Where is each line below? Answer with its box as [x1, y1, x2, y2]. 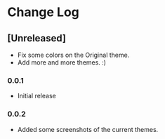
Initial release [17, 92, 56, 100]
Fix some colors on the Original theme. [17, 51, 130, 59]
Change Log [7, 4, 79, 20]
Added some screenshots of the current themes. [17, 125, 159, 133]
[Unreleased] [7, 32, 67, 44]
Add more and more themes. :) [17, 58, 107, 67]
